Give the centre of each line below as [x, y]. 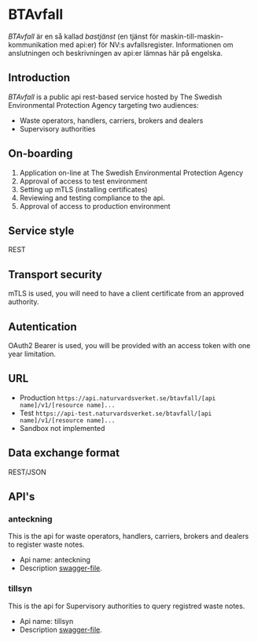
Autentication [42, 327]
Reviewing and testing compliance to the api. [92, 198]
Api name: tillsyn [46, 621]
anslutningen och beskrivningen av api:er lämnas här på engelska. [115, 53]
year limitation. [32, 354]
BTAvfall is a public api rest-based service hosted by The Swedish [115, 97]
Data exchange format [64, 453]
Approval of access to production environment [95, 206]
